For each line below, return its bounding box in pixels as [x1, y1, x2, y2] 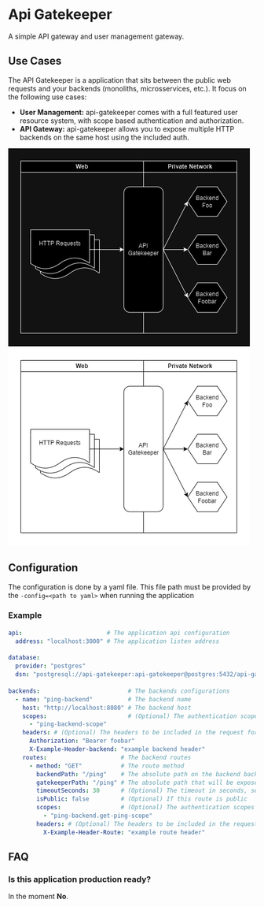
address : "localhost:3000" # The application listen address [15, 637, 220, 645]
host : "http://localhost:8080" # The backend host [22, 704, 192, 712]
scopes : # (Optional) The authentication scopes [36, 804, 255, 812]
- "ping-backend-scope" [28, 720, 108, 728]
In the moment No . [8, 892, 69, 901]
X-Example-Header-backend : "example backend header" [28, 745, 206, 753]
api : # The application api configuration [8, 629, 230, 637]
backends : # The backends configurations [8, 687, 230, 695]
